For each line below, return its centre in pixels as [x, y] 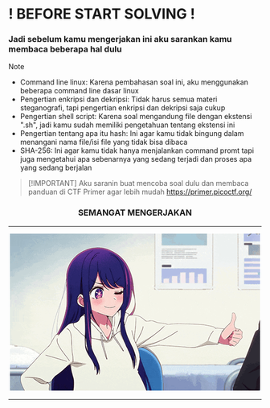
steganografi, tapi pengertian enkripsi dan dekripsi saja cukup [123, 108]
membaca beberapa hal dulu [65, 49]
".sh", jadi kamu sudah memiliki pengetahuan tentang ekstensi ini [127, 125]
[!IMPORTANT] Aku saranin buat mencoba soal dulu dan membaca [138, 183]
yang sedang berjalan [56, 168]
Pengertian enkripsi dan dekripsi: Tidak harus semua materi [119, 99]
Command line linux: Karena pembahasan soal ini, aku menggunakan [134, 82]
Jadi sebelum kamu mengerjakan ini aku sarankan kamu [120, 39]
